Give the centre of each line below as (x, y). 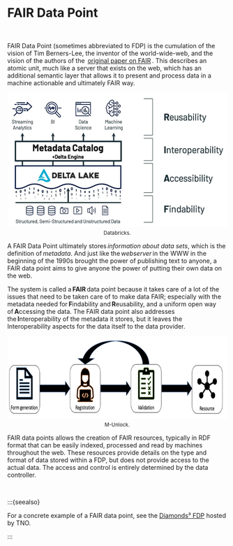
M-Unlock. (117, 424)
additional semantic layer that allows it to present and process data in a (109, 76)
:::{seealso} (24, 502)
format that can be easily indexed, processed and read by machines (105, 445)
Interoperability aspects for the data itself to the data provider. (96, 326)
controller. (22, 475)
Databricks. (117, 233)
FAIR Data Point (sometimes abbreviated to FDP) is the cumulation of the (111, 45)
